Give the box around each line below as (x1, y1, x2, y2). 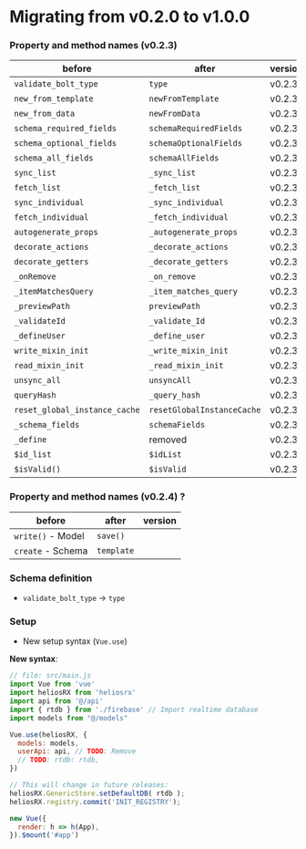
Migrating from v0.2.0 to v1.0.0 (9, 6, 250, 27)
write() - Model (14, 529, 85, 542)
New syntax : (9, 654, 58, 665)
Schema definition (9, 572, 93, 585)
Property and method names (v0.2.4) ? (9, 491, 186, 503)
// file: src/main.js (9, 671, 92, 680)
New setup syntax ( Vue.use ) (22, 636, 127, 647)
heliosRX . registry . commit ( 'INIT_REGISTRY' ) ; (9, 797, 181, 806)
